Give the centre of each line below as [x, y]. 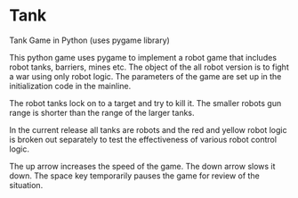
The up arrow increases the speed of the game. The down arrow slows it [142, 166]
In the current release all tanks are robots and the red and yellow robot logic [148, 129]
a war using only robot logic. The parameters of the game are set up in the [145, 76]
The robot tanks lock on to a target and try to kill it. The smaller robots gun [145, 103]
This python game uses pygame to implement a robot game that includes [143, 57]
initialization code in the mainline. [70, 86]
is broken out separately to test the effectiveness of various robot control [143, 139]
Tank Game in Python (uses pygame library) [90, 40]
